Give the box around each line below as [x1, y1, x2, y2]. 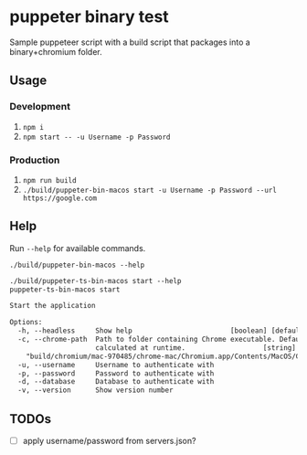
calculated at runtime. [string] [95, 343, 297, 353]
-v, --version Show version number [17, 386, 174, 395]
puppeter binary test [9, 6, 169, 27]
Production [9, 153, 60, 166]
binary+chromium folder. [9, 46, 102, 57]
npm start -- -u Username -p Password [22, 132, 171, 142]
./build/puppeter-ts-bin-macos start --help [9, 276, 182, 285]
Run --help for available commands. [9, 242, 146, 253]
